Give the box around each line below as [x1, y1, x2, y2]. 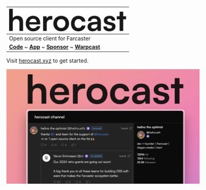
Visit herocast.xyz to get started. [6, 56, 89, 64]
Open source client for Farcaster [9, 34, 91, 42]
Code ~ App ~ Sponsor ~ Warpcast [9, 44, 101, 50]
